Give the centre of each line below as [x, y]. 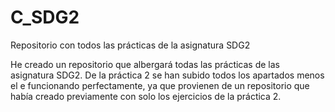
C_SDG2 [45, 17]
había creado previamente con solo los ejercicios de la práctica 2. [146, 96]
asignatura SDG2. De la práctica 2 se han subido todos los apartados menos [167, 75]
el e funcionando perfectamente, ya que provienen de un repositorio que [160, 85]
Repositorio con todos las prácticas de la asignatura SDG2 [130, 45]
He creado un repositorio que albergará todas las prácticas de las [145, 64]
